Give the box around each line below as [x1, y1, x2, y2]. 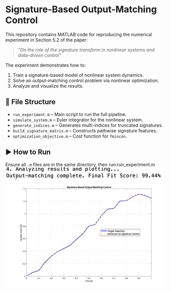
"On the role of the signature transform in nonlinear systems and [17, 47, 155, 53]
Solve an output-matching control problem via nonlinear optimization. [12, 77, 159, 83]
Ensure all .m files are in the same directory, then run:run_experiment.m [5, 161, 155, 167]
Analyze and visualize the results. [12, 83, 83, 89]
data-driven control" [17, 52, 61, 58]
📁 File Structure [5, 98, 56, 106]
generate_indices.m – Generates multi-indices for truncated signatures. [12, 122, 163, 128]
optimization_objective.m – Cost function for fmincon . [12, 133, 127, 139]
